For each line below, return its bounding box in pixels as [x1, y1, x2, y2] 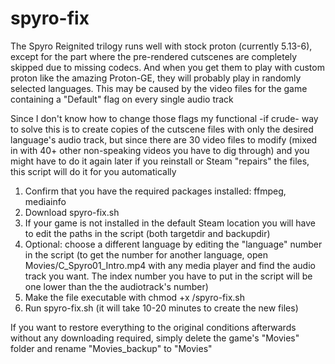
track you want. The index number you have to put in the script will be [24, 270, 313, 282]
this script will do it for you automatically [10, 165, 177, 177]
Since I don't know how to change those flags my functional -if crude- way [10, 112, 319, 124]
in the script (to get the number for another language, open [24, 248, 268, 261]
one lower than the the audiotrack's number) [24, 280, 209, 292]
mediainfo [24, 195, 67, 207]
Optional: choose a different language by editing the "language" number [24, 238, 323, 250]
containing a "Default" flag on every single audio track [10, 93, 234, 105]
